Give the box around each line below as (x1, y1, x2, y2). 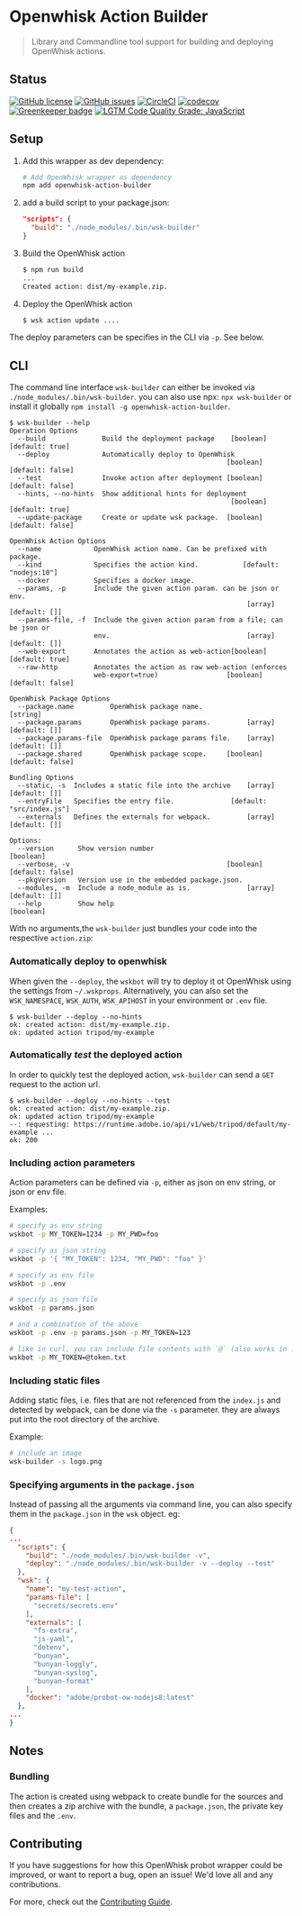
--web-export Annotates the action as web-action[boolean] (17, 647, 268, 657)
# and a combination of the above (9, 1320, 139, 1330)
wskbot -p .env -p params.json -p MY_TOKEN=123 (9, 1329, 191, 1338)
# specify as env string (9, 1221, 102, 1230)
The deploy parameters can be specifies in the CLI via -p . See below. (9, 331, 265, 343)
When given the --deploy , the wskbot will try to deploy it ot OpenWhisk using (9, 976, 292, 986)
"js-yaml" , (32, 1635, 75, 1644)
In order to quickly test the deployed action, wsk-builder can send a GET (9, 1069, 274, 1080)
